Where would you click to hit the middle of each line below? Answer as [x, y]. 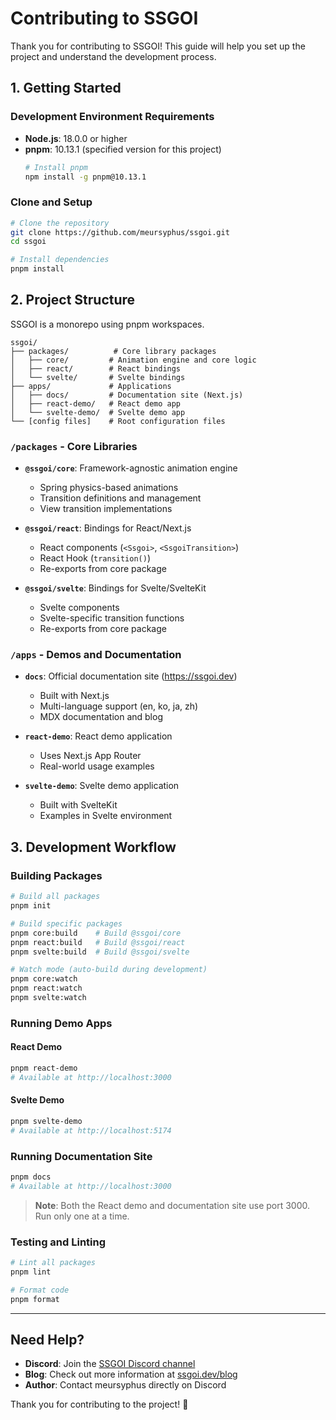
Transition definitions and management [120, 498]
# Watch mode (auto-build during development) [109, 970]
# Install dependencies [60, 260]
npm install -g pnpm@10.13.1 [85, 177]
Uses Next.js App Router [90, 756]
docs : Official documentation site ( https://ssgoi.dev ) [131, 676]
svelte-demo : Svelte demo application [102, 786]
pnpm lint [31, 1272]
